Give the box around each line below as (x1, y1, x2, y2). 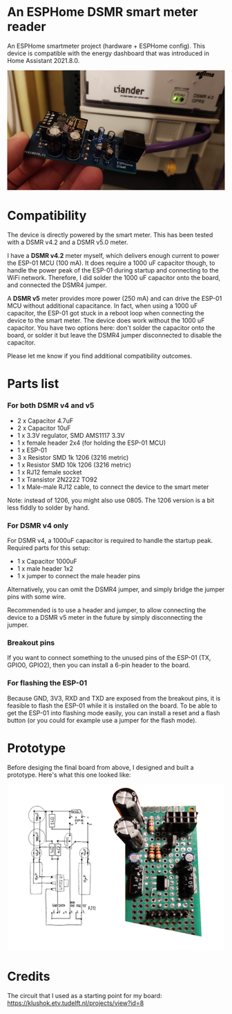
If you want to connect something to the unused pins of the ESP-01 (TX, (7, 654, 211, 662)
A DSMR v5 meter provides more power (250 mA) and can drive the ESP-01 (7, 295, 222, 303)
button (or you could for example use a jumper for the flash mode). (7, 716, 197, 724)
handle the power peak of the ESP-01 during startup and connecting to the (7, 266, 219, 275)
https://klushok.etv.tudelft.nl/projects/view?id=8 (7, 999, 144, 1007)
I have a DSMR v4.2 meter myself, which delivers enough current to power (7, 252, 220, 260)
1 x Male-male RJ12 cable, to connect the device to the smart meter (17, 482, 209, 491)
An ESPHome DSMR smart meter (7, 4, 198, 20)
